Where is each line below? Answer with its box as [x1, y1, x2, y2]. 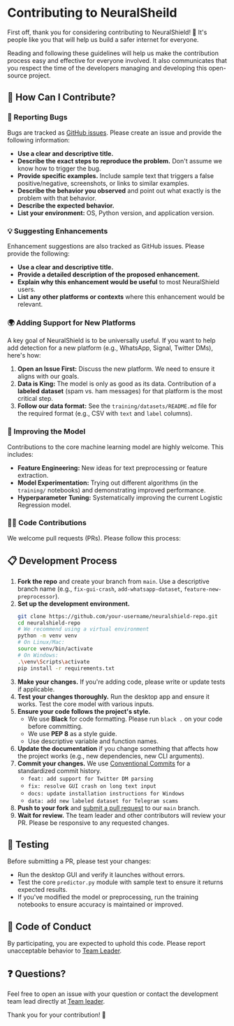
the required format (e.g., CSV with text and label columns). [17, 409, 193, 418]
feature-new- [184, 585, 222, 593]
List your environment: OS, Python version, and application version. [17, 208, 214, 217]
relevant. [17, 300, 43, 308]
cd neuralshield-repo [17, 620, 80, 626]
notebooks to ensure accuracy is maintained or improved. [17, 900, 184, 909]
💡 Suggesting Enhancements [7, 226, 108, 235]
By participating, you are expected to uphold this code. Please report [7, 939, 206, 948]
